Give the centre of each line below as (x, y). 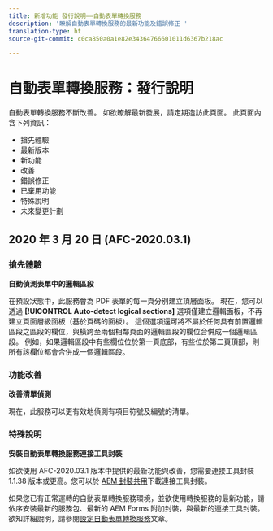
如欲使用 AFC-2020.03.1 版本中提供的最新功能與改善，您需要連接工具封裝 (131, 471)
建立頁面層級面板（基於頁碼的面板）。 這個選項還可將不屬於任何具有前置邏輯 (136, 321)
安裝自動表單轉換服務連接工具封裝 (65, 454)
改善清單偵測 (30, 394)
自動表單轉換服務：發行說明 (101, 88)
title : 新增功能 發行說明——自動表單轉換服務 (75, 16)
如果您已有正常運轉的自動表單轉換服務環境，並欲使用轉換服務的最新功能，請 (136, 498)
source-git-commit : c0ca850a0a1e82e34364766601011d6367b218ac (116, 39)
